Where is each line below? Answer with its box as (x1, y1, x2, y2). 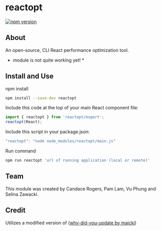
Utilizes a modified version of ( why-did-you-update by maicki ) (5, 220, 137, 226)
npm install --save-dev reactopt (5, 95, 77, 101)
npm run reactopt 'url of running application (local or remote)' (5, 158, 150, 163)
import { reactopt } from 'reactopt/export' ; (5, 114, 104, 120)
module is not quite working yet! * (12, 57, 85, 63)
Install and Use (5, 72, 54, 81)
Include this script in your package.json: (5, 129, 90, 135)
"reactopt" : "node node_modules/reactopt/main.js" (5, 139, 116, 144)
